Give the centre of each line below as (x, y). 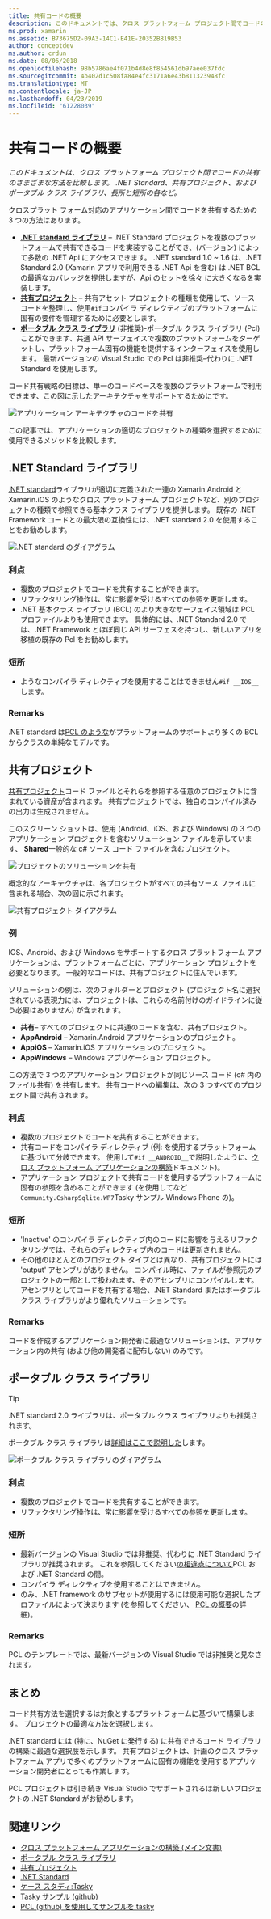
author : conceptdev (41, 46)
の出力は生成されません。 (51, 811)
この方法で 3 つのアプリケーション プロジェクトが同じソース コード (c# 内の (135, 1074)
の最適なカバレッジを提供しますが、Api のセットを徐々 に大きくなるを (137, 278)
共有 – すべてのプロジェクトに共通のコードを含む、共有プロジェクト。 (135, 1027)
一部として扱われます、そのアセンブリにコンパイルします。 (161, 1280)
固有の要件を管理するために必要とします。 (90, 318)
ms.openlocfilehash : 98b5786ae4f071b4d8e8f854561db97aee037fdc (117, 69)
